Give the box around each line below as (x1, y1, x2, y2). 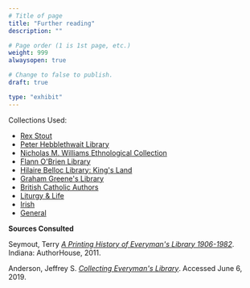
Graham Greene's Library (19, 173, 105, 183)
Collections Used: (8, 115, 68, 125)
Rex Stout (19, 131, 52, 140)
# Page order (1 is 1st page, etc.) (8, 41, 131, 49)
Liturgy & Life (19, 190, 64, 200)
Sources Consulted (8, 223, 74, 233)
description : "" (8, 27, 63, 35)
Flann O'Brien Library (19, 157, 91, 166)
